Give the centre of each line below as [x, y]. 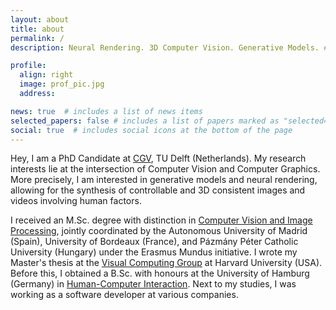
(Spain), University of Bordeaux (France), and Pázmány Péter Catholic [154, 242]
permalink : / [37, 38]
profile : [28, 66]
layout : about [40, 19]
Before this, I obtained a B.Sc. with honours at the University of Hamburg [160, 273]
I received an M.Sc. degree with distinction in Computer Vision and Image [161, 220]
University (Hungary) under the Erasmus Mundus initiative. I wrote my [154, 252]
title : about [37, 29]
